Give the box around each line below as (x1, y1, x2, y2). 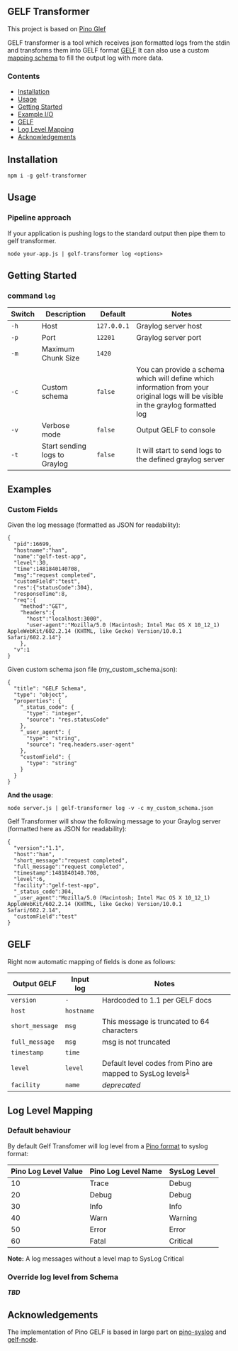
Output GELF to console (136, 425, 216, 435)
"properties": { (13, 697, 62, 705)
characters (101, 1025, 138, 1035)
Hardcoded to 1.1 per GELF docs (101, 995, 212, 1005)
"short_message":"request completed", (13, 857, 129, 864)
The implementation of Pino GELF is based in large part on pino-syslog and (7, 1328, 227, 1336)
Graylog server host (136, 321, 203, 331)
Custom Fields (7, 504, 58, 514)
